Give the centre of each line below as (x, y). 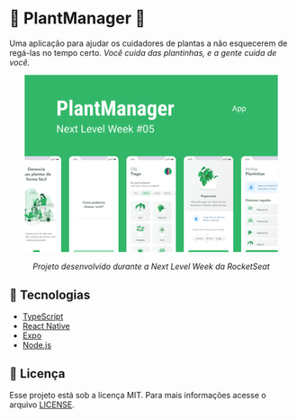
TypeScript (43, 316)
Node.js (37, 345)
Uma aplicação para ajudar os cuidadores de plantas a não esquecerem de (148, 43)
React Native (46, 326)
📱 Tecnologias (50, 294)
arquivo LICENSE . (42, 405)
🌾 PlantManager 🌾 (77, 18)
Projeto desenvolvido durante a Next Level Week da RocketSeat (151, 267)
